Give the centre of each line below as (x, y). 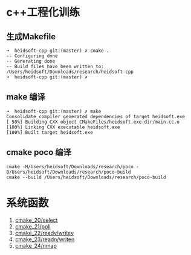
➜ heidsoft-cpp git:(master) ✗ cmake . (58, 51)
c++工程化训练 (43, 12)
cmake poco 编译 (39, 152)
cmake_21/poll (33, 226)
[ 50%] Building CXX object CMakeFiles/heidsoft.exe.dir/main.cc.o (93, 122)
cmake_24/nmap (36, 245)
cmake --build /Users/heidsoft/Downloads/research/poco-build (86, 177)
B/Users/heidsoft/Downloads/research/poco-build (69, 172)
